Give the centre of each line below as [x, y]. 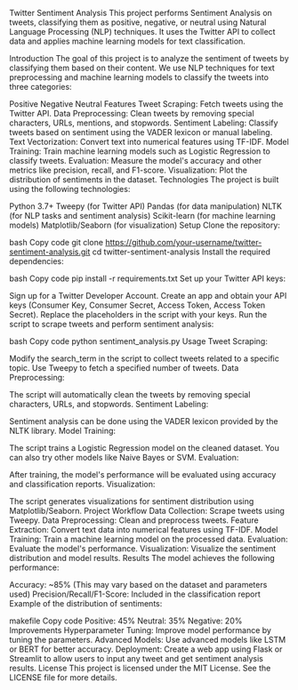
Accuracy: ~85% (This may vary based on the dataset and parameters [138, 585]
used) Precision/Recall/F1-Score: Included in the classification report [135, 594]
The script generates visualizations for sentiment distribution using [132, 501]
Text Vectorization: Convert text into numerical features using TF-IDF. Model [149, 142]
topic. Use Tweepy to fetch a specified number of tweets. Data [124, 368]
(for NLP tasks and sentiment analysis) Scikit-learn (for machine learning [142, 216]
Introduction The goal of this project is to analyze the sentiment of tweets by [149, 58]
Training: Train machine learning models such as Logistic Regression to [140, 151]
